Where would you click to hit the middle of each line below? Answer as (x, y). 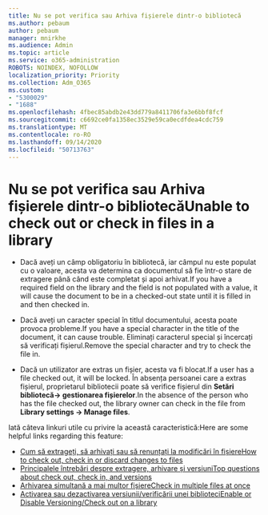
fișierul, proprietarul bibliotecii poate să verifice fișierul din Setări (127, 387)
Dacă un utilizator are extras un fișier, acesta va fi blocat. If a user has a (137, 369)
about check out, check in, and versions (86, 477)
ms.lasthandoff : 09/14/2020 (55, 142)
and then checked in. (54, 305)
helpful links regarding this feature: (66, 436)
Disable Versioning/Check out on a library (88, 503)
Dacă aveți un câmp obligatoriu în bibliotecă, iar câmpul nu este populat (138, 262)
